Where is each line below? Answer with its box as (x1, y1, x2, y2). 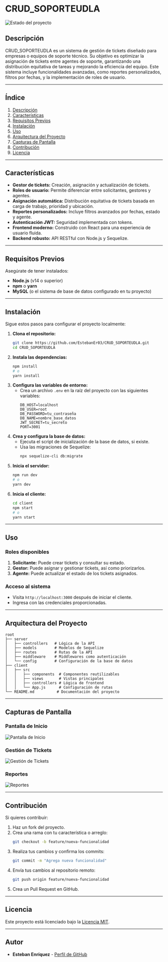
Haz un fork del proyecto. (12, 824, 65, 830)
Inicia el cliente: (12, 491, 46, 497)
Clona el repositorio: (12, 331, 56, 336)
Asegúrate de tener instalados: (5, 268, 68, 274)
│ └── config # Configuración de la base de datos (5, 659, 133, 664)
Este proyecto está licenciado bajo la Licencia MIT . (5, 918, 110, 924)
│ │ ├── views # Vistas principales (5, 676, 104, 681)
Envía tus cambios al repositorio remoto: (12, 867, 96, 874)
